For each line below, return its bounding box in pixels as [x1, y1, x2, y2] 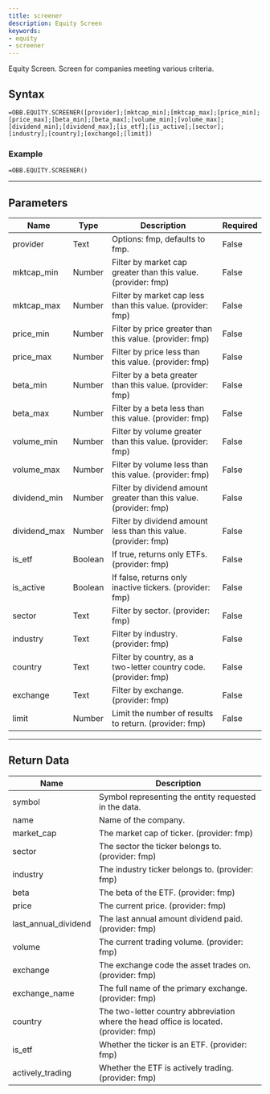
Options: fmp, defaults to [111, 234, 206, 245]
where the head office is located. [99, 1016, 223, 1027]
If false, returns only [111, 572, 187, 583]
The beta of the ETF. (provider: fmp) [99, 887, 235, 898]
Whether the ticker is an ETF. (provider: [99, 1038, 247, 1050]
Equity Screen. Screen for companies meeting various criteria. [8, 64, 215, 73]
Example [8, 148, 43, 160]
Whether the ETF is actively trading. [99, 1062, 234, 1073]
